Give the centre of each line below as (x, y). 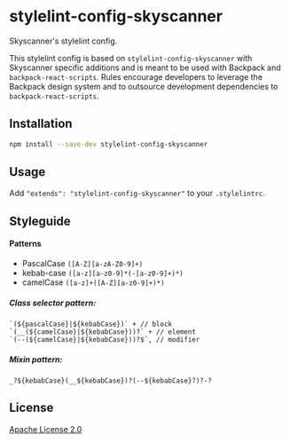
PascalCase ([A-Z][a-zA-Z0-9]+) (82, 264)
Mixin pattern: (36, 359)
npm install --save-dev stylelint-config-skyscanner (109, 144)
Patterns (25, 244)
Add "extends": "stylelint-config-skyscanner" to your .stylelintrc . (137, 194)
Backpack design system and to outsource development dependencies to (144, 86)
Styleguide (40, 221)
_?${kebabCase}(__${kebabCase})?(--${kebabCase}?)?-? (111, 380)
